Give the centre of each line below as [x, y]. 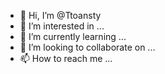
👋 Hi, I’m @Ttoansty [60, 15]
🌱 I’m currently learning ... [73, 36]
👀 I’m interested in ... [62, 26]
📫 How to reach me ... [66, 58]
